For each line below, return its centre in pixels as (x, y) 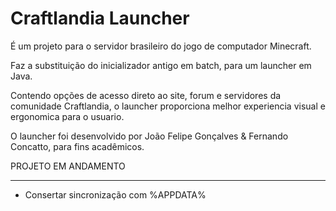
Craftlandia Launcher (100, 18)
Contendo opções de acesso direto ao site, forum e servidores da (146, 95)
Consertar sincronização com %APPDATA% (115, 194)
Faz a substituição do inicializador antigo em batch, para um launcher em (161, 65)
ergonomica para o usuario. (67, 116)
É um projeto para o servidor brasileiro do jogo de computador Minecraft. (161, 46)
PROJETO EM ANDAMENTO (68, 166)
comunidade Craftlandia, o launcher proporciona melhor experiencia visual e (168, 106)
